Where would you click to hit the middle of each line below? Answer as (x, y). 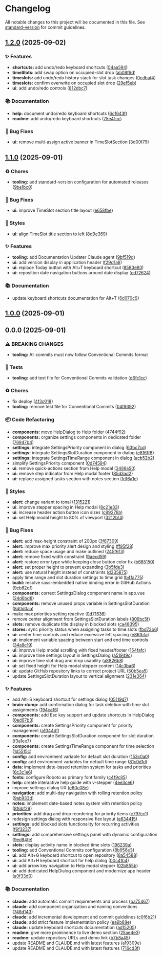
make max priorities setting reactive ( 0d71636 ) (59, 614)
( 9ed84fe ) (22, 840)
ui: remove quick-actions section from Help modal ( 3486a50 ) (74, 468)
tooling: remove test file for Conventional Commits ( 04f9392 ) (74, 406)
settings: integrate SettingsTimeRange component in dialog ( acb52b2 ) (83, 458)
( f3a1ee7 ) (22, 741)
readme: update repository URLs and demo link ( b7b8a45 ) (71, 938)
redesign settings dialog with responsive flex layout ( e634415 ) (75, 819)
